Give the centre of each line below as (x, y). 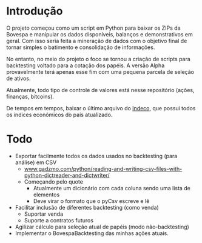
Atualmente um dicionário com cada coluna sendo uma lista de (112, 188)
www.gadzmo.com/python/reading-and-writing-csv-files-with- (103, 168)
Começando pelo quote (54, 181)
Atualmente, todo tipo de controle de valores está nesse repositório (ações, (101, 90)
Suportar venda (44, 214)
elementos (46, 195)
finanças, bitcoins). (30, 96)
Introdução (35, 11)
